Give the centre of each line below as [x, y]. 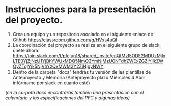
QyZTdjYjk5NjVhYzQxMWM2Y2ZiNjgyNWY [58, 66]
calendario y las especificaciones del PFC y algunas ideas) [68, 98]
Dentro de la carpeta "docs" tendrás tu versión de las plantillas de [82, 72]
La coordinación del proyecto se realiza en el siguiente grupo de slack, [87, 45]
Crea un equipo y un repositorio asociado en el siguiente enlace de [83, 34]
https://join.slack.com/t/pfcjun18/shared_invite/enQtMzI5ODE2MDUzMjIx [89, 56]
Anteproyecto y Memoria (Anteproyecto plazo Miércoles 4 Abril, [79, 77]
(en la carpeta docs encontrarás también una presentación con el [75, 92]
